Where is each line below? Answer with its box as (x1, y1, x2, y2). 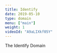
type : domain (5, 16, 31, 21)
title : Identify (5, 7, 38, 12)
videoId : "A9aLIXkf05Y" (5, 29, 53, 34)
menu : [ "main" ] (5, 20, 36, 26)
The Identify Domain (5, 43, 46, 48)
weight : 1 (5, 25, 25, 30)
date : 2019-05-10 (5, 12, 40, 16)
